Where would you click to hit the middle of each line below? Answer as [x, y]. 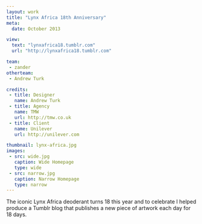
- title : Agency [29, 106]
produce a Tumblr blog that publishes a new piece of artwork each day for [99, 208]
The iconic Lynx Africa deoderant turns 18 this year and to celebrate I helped [101, 202]
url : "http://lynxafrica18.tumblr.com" [62, 51]
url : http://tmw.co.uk [43, 117]
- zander [20, 67]
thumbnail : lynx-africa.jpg [42, 146]
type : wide [28, 168]
